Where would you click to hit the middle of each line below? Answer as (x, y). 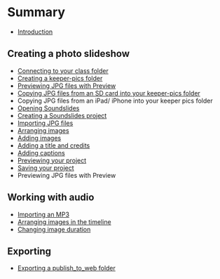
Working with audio (51, 197)
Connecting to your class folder (63, 70)
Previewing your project (52, 160)
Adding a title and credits (54, 145)
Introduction (35, 32)
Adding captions (41, 153)
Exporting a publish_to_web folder (66, 268)
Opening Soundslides (48, 108)
